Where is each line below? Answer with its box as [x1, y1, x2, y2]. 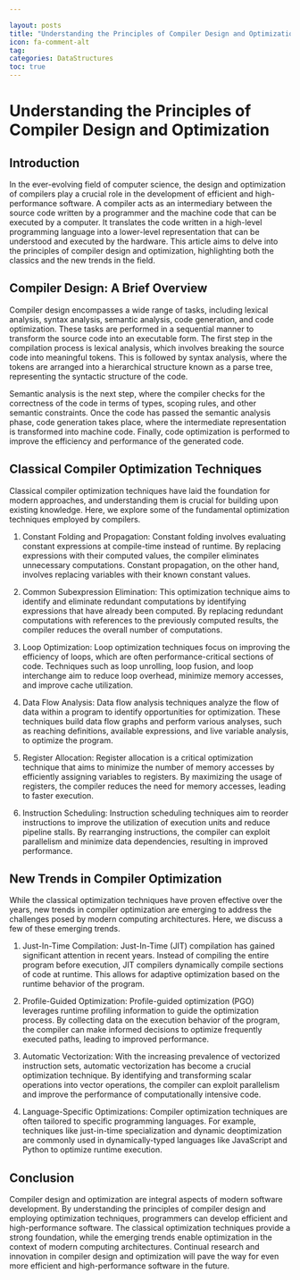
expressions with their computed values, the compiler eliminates [21, 550, 260, 561]
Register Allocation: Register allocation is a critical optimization [21, 752, 254, 763]
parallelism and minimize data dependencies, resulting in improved [21, 836, 269, 847]
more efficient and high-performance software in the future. [9, 1260, 230, 1271]
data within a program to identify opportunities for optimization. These [21, 707, 281, 717]
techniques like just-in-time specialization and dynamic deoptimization [21, 1125, 282, 1136]
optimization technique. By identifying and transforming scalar [21, 1070, 252, 1081]
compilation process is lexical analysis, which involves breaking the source [9, 342, 285, 353]
